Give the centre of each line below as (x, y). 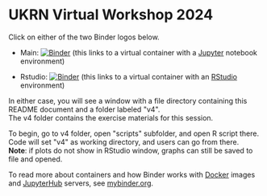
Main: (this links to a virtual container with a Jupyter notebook (139, 52)
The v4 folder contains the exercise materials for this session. (111, 117)
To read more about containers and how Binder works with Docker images (132, 174)
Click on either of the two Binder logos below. (84, 37)
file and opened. (35, 159)
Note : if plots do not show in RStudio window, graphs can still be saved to (131, 150)
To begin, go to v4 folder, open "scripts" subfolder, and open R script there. (134, 133)
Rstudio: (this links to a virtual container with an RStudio (129, 76)
